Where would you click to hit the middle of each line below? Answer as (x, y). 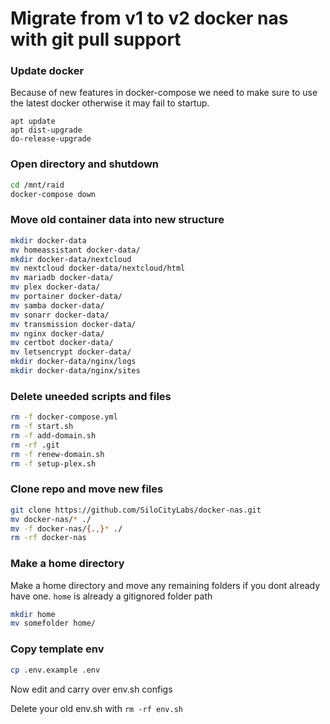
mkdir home (33, 614)
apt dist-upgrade (46, 130)
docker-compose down (53, 194)
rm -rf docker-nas (48, 538)
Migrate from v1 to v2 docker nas (149, 18)
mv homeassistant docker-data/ (75, 250)
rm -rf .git (35, 445)
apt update (33, 122)
